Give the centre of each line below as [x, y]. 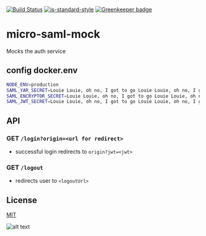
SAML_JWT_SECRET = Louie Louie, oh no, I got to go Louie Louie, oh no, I [101, 102]
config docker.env [42, 70]
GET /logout [25, 167]
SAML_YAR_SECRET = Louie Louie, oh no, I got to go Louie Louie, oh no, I [101, 90]
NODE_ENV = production [33, 85]
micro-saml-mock [53, 34]
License [22, 200]
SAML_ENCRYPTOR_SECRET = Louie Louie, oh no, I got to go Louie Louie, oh [101, 96]
